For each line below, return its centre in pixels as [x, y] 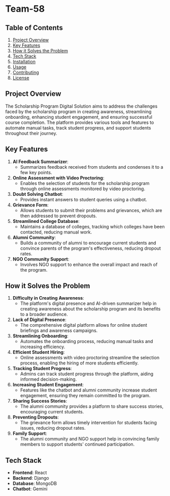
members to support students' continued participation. [77, 445]
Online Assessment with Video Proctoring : [58, 178]
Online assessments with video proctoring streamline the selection [90, 358]
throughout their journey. [31, 133]
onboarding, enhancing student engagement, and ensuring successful [79, 117]
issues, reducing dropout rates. [53, 428]
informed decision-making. [48, 379]
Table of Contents [34, 28]
